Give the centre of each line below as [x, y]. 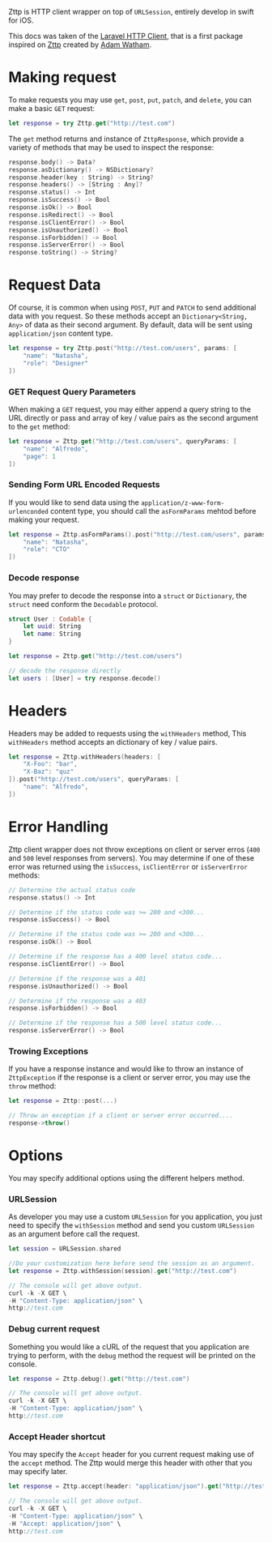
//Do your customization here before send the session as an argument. [132, 1263]
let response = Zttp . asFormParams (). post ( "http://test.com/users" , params [137, 534]
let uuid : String [52, 626]
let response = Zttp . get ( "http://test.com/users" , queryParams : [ [123, 441]
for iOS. [21, 20]
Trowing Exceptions [49, 1051]
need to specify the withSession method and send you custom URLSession [132, 1225]
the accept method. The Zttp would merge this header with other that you [130, 1463]
